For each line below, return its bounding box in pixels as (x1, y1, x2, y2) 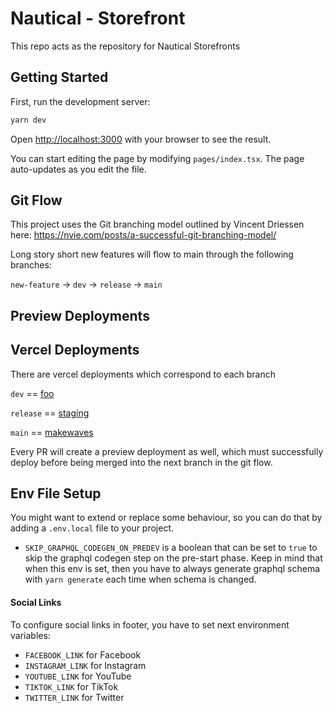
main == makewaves (10, 426, 94, 438)
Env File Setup (10, 485, 102, 502)
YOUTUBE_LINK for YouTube (24, 670, 132, 682)
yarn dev (10, 115, 47, 125)
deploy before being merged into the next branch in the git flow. (10, 456, 273, 468)
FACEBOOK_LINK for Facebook (24, 648, 142, 661)
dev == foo (10, 387, 55, 399)
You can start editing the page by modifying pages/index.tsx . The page (10, 152, 305, 164)
